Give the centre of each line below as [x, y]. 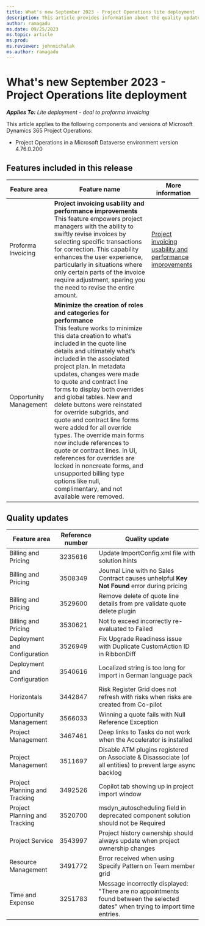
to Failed [140, 629]
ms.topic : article [30, 35]
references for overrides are [95, 458]
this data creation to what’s [93, 335]
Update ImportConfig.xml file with [147, 553]
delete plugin [117, 611]
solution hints [118, 561]
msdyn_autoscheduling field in [142, 808]
